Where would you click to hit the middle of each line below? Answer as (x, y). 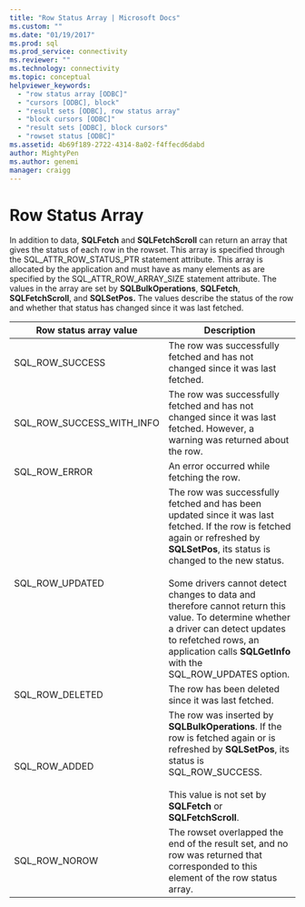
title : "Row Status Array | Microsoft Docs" (95, 18)
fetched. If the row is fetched (230, 527)
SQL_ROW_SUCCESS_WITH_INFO (87, 423)
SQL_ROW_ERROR (54, 472)
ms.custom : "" (36, 26)
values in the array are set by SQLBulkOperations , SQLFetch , (125, 288)
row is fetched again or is (222, 738)
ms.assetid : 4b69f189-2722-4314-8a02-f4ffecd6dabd (107, 145)
